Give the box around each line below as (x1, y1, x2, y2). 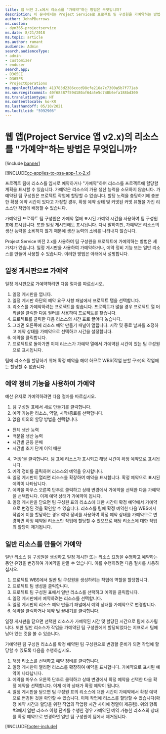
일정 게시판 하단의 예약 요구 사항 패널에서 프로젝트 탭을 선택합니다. (12, 297, 140, 303)
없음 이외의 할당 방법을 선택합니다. (12, 416, 79, 422)
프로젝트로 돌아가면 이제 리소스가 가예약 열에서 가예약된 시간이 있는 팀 (12, 341, 147, 346)
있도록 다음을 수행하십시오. (19, 647, 71, 653)
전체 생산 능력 (12, 427, 39, 433)
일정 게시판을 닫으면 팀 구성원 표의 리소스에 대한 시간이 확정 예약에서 (12, 499, 144, 505)
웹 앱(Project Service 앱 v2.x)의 (5, 132, 133, 143)
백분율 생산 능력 (12, 433, 43, 439)
